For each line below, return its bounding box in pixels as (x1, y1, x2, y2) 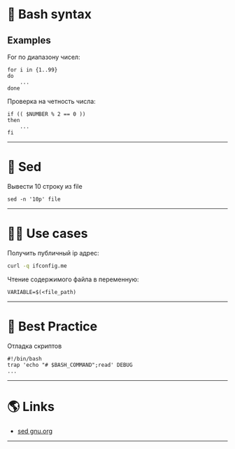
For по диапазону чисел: (7, 53, 80, 61)
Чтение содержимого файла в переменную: (7, 275, 139, 283)
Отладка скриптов (7, 342, 62, 350)
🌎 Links (7, 398, 55, 415)
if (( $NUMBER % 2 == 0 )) (7, 111, 86, 118)
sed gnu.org (17, 427, 53, 435)
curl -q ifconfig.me (7, 262, 68, 269)
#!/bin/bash (7, 355, 42, 362)
